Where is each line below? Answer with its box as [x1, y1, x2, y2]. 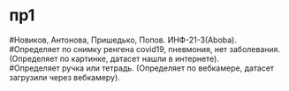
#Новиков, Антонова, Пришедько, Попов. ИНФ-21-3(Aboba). [9, 34, 237, 45]
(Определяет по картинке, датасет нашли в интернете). [9, 53, 219, 64]
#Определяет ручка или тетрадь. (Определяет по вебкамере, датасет [9, 63, 275, 73]
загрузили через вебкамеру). [9, 72, 121, 82]
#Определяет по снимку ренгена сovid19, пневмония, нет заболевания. [9, 43, 281, 54]
